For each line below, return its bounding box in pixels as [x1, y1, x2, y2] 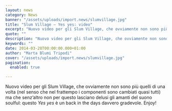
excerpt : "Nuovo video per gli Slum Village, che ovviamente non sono [5, 27, 159, 32]
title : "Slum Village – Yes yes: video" [5, 22, 93, 27]
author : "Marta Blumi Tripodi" [5, 50, 72, 55]
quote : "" [5, 31, 27, 36]
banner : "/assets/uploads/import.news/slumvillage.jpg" [5, 17, 127, 22]
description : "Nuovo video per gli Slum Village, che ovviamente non [5, 36, 157, 42]
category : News [5, 12, 38, 17]
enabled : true [10, 65, 40, 70]
